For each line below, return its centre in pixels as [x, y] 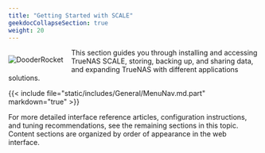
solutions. [24, 78]
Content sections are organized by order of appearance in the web [117, 134]
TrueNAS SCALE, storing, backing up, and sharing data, [162, 61]
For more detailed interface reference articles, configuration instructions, [128, 117]
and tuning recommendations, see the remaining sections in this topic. [123, 126]
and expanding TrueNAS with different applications [155, 70]
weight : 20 [26, 30]
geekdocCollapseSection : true [58, 23]
